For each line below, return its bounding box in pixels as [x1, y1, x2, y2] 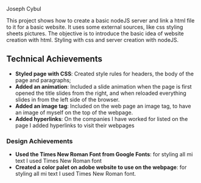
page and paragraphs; [15, 76, 71, 84]
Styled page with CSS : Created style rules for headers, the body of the [15, 70, 194, 77]
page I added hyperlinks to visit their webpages [15, 122, 135, 129]
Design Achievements [6, 137, 73, 145]
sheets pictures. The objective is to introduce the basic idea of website [6, 30, 184, 37]
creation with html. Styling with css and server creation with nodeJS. [6, 36, 179, 43]
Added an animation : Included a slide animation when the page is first [15, 83, 192, 90]
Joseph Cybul [6, 5, 41, 12]
